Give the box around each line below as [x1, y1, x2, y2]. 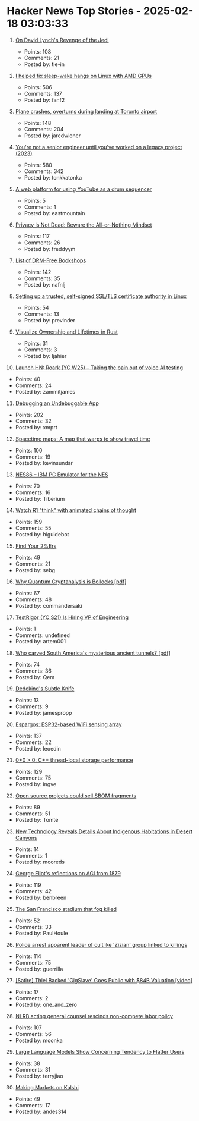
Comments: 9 [15, 703, 49, 710]
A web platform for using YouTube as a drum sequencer [15, 186, 152, 193]
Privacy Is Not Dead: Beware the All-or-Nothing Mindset [15, 221, 152, 228]
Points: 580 [24, 161, 53, 168]
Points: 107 [15, 1024, 42, 1031]
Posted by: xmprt [15, 423, 58, 431]
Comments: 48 [15, 596, 52, 603]
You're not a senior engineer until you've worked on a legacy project [15, 143, 182, 150]
